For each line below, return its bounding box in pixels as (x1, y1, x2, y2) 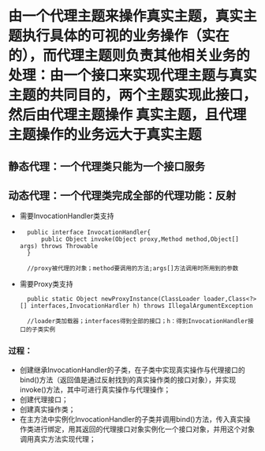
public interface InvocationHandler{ (27, 228, 151, 237)
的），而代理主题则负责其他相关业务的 (8, 47, 251, 65)
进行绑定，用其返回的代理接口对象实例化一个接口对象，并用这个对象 (33, 424, 255, 434)
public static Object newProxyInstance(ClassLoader (27, 295, 200, 303)
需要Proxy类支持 (19, 280, 73, 289)
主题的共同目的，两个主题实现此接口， (8, 86, 258, 104)
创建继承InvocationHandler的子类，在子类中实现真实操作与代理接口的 (19, 365, 246, 374)
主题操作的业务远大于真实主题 (8, 126, 203, 144)
